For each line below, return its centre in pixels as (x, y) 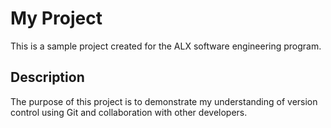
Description (47, 77)
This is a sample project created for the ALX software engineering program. (166, 46)
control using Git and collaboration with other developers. (129, 112)
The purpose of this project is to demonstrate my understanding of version (164, 101)
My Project (56, 18)
